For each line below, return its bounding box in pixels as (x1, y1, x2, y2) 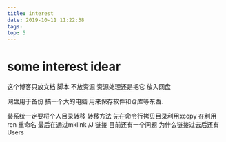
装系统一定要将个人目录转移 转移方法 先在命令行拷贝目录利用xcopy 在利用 (7, 112, 217, 121)
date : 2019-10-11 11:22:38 (7, 17, 85, 23)
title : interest (7, 10, 54, 17)
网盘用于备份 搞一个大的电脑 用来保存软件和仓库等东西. (7, 97, 163, 105)
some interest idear (7, 59, 121, 74)
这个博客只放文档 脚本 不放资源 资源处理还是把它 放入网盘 (7, 83, 171, 91)
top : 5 (7, 29, 26, 37)
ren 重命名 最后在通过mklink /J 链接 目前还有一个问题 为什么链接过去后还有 (7, 121, 219, 129)
